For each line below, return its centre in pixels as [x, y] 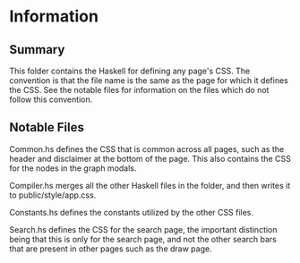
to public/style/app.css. [53, 195]
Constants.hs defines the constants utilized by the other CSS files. [131, 212]
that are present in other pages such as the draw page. [111, 249]
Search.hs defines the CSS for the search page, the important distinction [143, 229]
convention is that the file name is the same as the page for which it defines [149, 81]
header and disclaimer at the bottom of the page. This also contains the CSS [150, 158]
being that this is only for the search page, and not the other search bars [143, 239]
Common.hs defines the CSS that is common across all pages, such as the [147, 148]
